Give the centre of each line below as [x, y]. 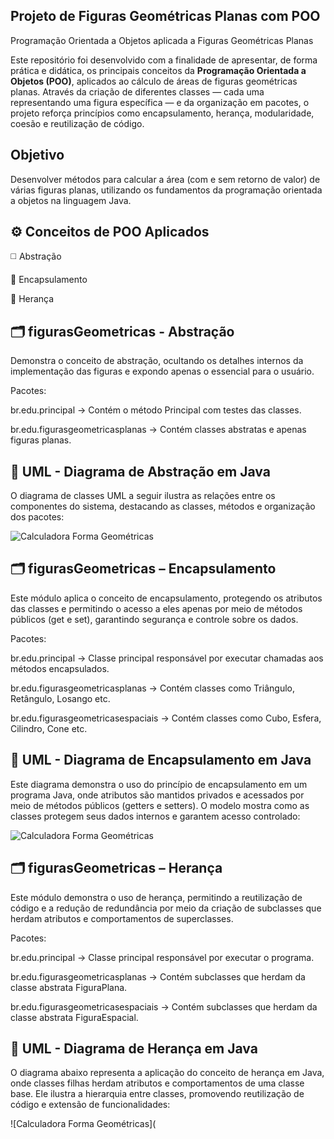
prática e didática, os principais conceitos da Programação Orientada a [158, 70]
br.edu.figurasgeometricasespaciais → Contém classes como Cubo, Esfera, [166, 718]
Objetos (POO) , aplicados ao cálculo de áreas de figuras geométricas [154, 81]
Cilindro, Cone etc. [49, 728]
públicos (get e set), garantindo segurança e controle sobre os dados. [154, 619]
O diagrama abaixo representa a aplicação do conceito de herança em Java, [167, 1073]
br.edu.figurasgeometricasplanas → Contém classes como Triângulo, [152, 688]
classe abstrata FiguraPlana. [69, 987]
